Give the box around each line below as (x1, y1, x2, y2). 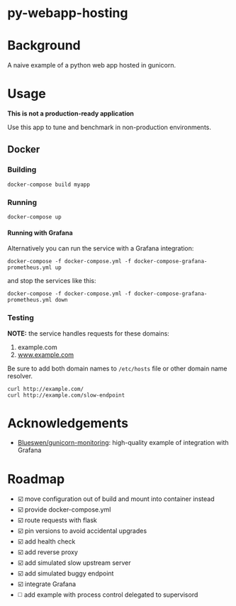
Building (7, 165, 37, 175)
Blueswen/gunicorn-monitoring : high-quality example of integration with (17, 439, 229, 447)
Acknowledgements (7, 415, 129, 431)
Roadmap (7, 470, 65, 487)
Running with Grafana (7, 228, 73, 237)
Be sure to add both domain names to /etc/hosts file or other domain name (7, 364, 227, 373)
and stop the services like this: (7, 277, 97, 285)
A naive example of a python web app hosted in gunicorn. (7, 61, 176, 70)
